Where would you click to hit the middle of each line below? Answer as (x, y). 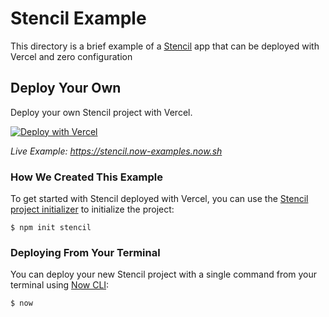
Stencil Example (78, 18)
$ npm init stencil (51, 228)
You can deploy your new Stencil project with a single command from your (164, 274)
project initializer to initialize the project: (92, 209)
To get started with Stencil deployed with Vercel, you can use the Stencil (159, 199)
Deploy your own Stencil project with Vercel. (101, 112)
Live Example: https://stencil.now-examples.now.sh (116, 151)
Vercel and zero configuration (71, 56)
